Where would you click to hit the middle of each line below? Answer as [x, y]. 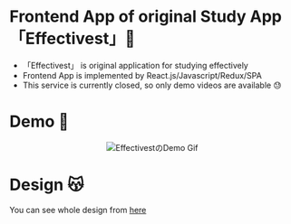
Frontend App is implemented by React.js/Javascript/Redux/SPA [142, 75]
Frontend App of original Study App [146, 17]
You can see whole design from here [78, 210]
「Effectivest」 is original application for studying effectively [136, 65]
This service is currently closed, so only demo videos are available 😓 [152, 85]
